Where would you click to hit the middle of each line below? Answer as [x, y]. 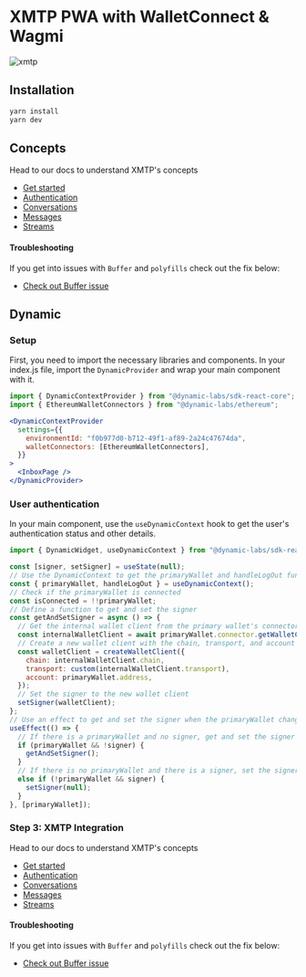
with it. [22, 380]
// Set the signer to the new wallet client [103, 694]
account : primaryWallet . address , [89, 678]
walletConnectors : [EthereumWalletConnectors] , [117, 446]
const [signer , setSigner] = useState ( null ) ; [97, 567]
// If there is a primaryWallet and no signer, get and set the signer [157, 737]
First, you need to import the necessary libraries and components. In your [148, 360]
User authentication [55, 504]
